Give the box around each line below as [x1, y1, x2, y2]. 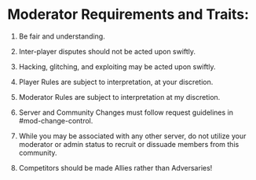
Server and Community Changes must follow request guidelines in [18, 108, 233, 117]
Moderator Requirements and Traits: [7, 6, 249, 24]
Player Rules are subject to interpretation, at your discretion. [18, 77, 214, 86]
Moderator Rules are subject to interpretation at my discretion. [18, 92, 221, 101]
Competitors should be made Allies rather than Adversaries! [18, 163, 213, 172]
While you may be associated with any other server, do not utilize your [18, 131, 247, 141]
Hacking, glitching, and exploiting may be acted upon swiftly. [18, 61, 217, 72]
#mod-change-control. [18, 116, 93, 125]
